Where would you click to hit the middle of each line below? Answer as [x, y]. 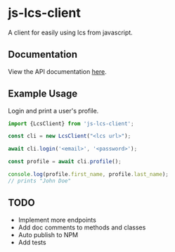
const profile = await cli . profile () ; [65, 162]
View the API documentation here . [58, 71]
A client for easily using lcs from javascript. [70, 32]
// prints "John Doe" [40, 181]
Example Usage [43, 94]
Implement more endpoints [57, 220]
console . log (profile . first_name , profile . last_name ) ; [89, 175]
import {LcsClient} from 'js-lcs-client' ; [71, 124]
